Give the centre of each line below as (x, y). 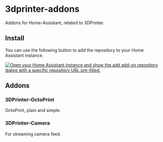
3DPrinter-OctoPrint (30, 100)
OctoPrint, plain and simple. (33, 110)
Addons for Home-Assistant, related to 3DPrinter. (55, 23)
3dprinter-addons (42, 9)
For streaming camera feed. (33, 134)
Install (15, 38)
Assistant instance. (24, 55)
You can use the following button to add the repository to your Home (74, 50)
